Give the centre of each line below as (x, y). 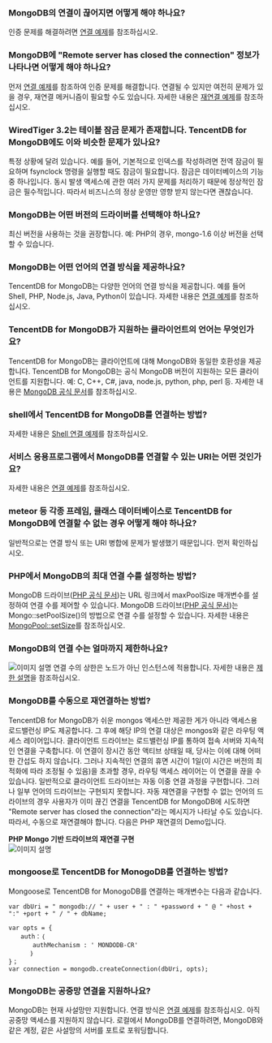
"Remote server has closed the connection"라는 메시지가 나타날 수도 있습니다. (136, 811)
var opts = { (30, 928)
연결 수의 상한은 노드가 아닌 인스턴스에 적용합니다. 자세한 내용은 (154, 668)
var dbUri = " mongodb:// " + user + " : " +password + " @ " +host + (130, 907)
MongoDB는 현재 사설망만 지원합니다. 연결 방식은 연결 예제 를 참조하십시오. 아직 (134, 1010)
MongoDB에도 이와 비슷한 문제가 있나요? (84, 142)
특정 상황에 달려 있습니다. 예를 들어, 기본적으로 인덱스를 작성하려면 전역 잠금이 (132, 161)
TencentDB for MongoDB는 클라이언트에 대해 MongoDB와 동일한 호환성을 (127, 361)
